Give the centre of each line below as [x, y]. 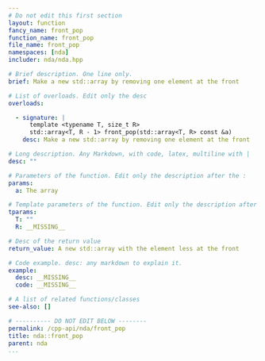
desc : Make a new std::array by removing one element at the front [136, 140]
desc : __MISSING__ [46, 278]
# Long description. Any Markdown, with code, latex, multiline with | [129, 154]
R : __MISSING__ [40, 227]
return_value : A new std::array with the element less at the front [124, 248]
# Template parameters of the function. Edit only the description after [133, 205]
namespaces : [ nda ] [38, 52]
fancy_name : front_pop [46, 30]
